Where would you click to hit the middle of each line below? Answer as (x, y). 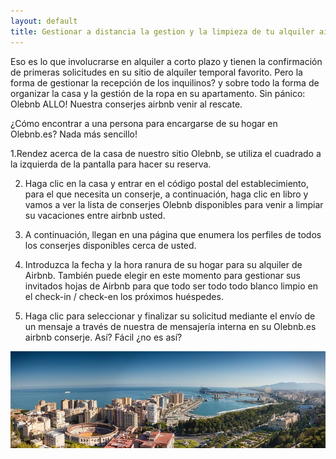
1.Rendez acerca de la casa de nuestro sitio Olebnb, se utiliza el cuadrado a (166, 153)
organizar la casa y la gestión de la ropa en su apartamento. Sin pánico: (158, 93)
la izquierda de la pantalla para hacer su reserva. (111, 164)
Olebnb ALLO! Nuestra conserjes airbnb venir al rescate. (126, 104)
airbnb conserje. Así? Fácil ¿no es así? (103, 337)
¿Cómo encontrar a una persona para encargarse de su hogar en (144, 123)
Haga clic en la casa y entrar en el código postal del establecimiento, (166, 183)
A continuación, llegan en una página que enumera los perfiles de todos (173, 234)
